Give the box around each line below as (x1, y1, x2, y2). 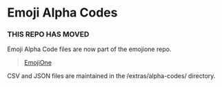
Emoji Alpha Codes (7, 5, 118, 21)
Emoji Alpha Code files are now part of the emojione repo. (7, 45, 172, 53)
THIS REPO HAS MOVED (7, 30, 90, 39)
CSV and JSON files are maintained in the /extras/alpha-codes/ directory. (7, 72, 216, 80)
